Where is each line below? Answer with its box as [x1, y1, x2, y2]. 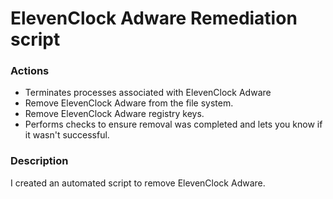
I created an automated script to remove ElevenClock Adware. [10, 177, 266, 189]
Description [10, 154, 69, 168]
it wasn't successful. [24, 129, 110, 141]
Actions [10, 64, 50, 78]
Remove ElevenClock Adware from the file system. [24, 97, 234, 109]
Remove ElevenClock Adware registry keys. [24, 108, 205, 120]
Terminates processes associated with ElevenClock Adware [24, 87, 272, 99]
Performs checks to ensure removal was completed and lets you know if [24, 118, 323, 131]
